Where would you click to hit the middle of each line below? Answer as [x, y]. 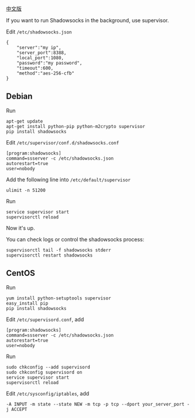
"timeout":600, [35, 68]
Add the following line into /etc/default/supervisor [68, 179]
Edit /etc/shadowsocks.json [39, 32]
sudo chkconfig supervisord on [44, 372]
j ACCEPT [17, 409]
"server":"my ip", [39, 48]
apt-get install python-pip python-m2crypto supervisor [76, 126]
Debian [19, 97]
